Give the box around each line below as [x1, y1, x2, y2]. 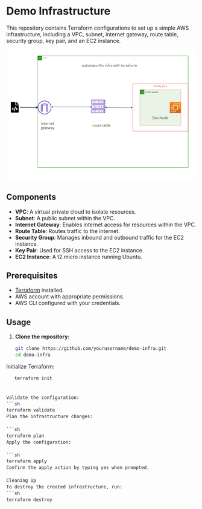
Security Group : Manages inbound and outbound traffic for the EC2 [14, 234, 184, 241]
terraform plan [6, 433, 45, 439]
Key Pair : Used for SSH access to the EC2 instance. [14, 246, 144, 254]
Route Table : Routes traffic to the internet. [14, 227, 120, 234]
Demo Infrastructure [6, 4, 111, 18]
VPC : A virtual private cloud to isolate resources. [14, 208, 136, 215]
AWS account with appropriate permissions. [14, 293, 125, 300]
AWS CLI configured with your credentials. [14, 300, 121, 307]
